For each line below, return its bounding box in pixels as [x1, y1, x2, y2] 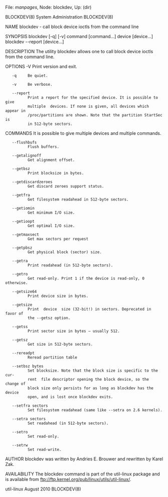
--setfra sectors [12, 403, 49, 408]
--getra [12, 258, 28, 263]
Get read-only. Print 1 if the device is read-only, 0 [27, 276, 144, 281]
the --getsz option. [27, 315, 71, 320]
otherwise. [5, 280, 28, 285]
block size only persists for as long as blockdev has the [27, 386, 154, 391]
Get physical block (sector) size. [27, 250, 102, 255]
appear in [5, 108, 26, 113]
